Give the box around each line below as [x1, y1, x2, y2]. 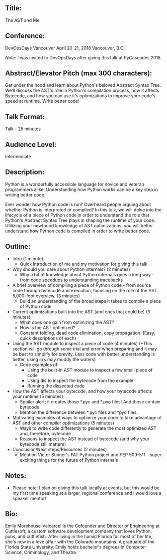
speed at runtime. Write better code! [5, 98, 80, 104]
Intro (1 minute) [12, 255, 44, 261]
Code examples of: [19, 362, 59, 368]
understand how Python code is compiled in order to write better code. [5, 228, 151, 234]
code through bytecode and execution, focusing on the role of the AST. [12, 287, 159, 293]
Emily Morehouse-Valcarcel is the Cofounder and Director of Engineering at [5, 523, 160, 529]
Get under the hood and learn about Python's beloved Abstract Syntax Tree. [5, 82, 161, 88]
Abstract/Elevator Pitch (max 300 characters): [5, 69, 153, 78]
